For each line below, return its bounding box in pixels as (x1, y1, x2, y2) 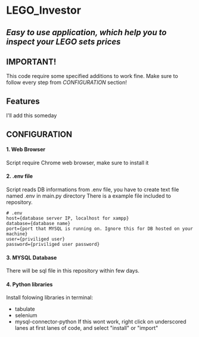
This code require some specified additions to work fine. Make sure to (6, 73, 179, 80)
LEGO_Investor (6, 4, 82, 17)
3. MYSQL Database (6, 254, 57, 261)
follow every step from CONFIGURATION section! (6, 79, 127, 86)
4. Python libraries (6, 280, 53, 288)
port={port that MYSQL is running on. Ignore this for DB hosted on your (6, 226, 194, 232)
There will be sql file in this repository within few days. (6, 267, 140, 274)
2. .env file (6, 173, 33, 180)
